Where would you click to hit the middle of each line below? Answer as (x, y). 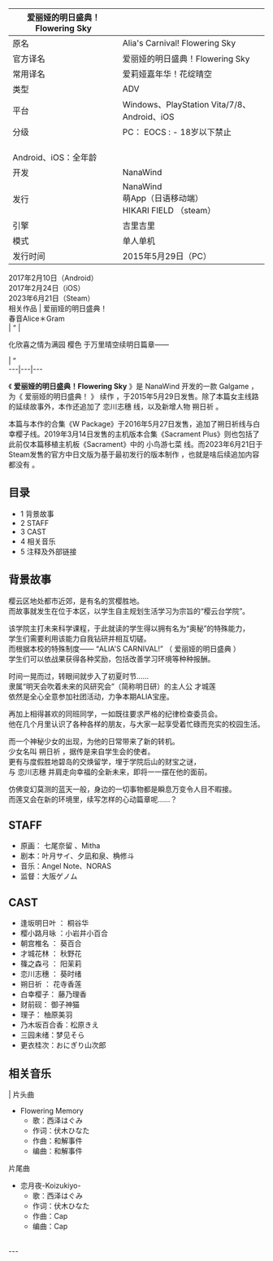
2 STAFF (35, 523)
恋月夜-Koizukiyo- (50, 1186)
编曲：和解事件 (57, 1151)
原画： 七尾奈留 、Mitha (60, 846)
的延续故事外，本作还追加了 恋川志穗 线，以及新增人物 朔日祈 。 (116, 407)
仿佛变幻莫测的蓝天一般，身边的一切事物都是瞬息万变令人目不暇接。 (122, 789)
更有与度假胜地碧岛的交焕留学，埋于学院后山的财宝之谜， (104, 761)
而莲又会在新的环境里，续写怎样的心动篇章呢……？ (93, 799)
